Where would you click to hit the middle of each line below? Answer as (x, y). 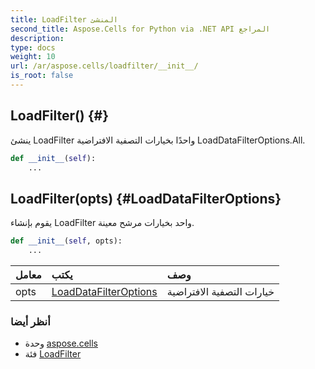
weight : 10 (33, 57)
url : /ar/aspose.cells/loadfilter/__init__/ (104, 66)
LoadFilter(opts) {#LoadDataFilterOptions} (146, 198)
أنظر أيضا (30, 321)
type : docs (33, 47)
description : (37, 38)
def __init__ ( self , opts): (66, 241)
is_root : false (42, 76)
